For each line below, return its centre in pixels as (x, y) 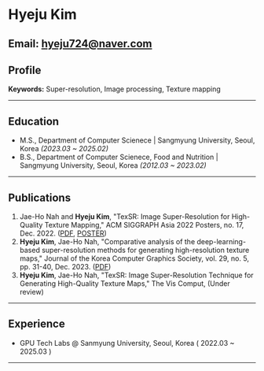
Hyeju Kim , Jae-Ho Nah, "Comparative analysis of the (107, 242)
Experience (37, 324)
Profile (25, 70)
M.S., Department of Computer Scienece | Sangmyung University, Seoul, (137, 140)
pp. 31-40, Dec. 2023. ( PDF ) (65, 267)
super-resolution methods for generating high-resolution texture (146, 250)
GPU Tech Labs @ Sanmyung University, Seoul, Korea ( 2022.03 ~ (127, 343)
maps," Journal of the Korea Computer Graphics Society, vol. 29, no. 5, (134, 258)
